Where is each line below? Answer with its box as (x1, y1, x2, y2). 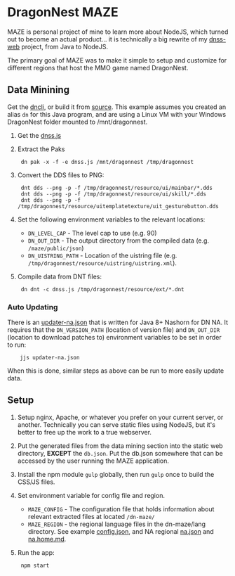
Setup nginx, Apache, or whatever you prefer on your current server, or (17, 413, 224, 421)
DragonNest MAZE (7, 4, 119, 20)
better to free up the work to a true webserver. (17, 428, 152, 436)
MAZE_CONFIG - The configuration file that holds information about (27, 504, 215, 513)
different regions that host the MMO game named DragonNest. (7, 63, 189, 72)
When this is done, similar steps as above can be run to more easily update (7, 366, 224, 375)
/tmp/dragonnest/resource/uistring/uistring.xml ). (27, 258, 177, 267)
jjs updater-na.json (20, 354, 80, 361)
